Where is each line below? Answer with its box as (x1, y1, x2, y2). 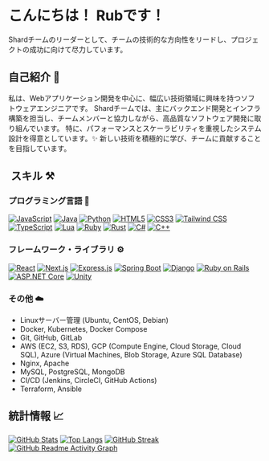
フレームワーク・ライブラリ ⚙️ (8, 244, 124, 255)
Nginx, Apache (19, 358, 70, 369)
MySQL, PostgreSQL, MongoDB (19, 367, 125, 377)
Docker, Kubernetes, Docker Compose (19, 324, 148, 334)
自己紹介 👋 (8, 71, 60, 84)
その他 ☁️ (8, 293, 44, 304)
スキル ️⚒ (10, 169, 55, 183)
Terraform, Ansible (19, 384, 83, 394)
